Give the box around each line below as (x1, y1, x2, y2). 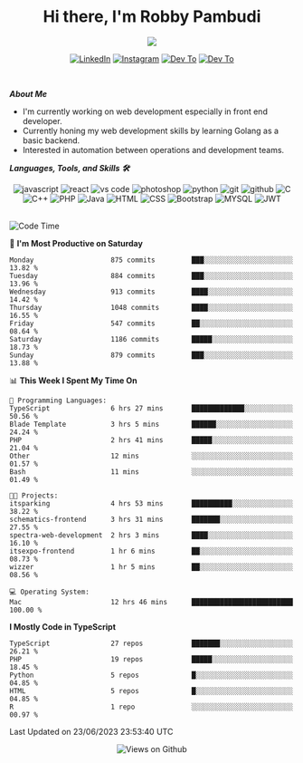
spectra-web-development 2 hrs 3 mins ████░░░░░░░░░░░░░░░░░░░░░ (9, 530, 294, 540)
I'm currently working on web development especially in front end (22, 106, 269, 117)
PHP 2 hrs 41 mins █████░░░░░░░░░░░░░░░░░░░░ (9, 435, 294, 445)
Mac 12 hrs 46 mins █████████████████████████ (9, 597, 294, 606)
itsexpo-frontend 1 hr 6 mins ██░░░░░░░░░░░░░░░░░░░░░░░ (9, 546, 294, 555)
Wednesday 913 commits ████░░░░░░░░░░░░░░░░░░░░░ (9, 287, 294, 296)
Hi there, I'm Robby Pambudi (43, 6, 261, 27)
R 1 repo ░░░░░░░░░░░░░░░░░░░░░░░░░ (9, 702, 294, 711)
